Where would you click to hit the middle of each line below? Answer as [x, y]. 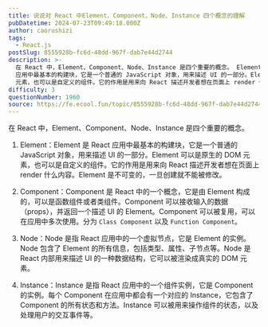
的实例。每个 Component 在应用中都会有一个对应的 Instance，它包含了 [136, 295]
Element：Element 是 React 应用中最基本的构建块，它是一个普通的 [128, 145]
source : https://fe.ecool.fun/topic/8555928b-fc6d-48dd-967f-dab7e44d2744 [135, 104]
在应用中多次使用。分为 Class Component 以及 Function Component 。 [130, 222]
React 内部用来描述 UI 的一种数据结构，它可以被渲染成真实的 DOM [129, 259]
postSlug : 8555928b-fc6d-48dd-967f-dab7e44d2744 [91, 53]
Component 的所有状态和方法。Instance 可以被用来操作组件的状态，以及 [139, 305]
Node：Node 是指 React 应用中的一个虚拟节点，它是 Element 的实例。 [135, 239]
